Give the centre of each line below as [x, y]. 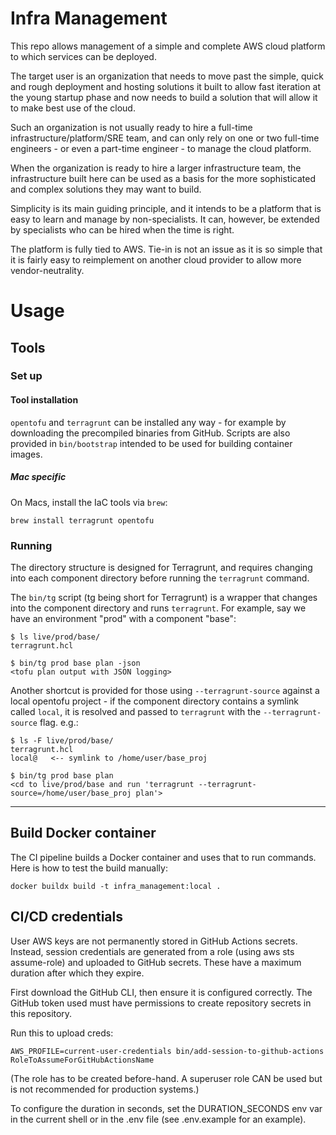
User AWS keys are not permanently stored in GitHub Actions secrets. [154, 941]
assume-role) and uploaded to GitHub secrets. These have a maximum [156, 962]
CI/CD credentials [67, 917]
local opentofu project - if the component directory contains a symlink [155, 701]
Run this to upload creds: [62, 1033]
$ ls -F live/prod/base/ [62, 740]
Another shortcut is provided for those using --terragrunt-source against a [165, 690]
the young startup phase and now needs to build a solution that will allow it [164, 97]
